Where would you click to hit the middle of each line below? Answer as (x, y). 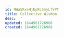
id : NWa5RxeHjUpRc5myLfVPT (32, 9)
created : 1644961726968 (29, 27)
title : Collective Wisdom (31, 14)
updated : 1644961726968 (29, 23)
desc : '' (14, 18)
